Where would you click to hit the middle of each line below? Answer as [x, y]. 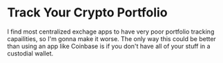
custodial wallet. [30, 53]
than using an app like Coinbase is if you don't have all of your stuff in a [109, 46]
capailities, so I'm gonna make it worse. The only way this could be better [111, 38]
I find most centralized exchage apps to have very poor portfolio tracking [111, 32]
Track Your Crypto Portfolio [87, 13]
